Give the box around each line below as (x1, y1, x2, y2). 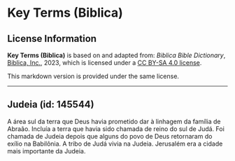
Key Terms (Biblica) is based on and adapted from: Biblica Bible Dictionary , (7, 51, 226, 59)
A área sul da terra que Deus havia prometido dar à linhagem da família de (7, 117, 221, 125)
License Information (7, 33, 97, 45)
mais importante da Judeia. (7, 146, 86, 155)
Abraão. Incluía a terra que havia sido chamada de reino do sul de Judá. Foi (7, 124, 225, 133)
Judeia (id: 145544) (7, 99, 94, 111)
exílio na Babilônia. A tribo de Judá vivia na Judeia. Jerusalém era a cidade (7, 139, 223, 148)
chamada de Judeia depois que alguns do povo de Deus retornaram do (7, 132, 213, 140)
